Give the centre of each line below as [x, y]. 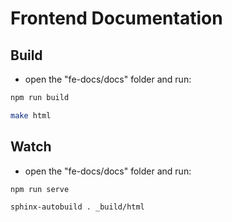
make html [31, 115]
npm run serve [40, 189]
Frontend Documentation [116, 18]
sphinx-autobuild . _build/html [77, 207]
